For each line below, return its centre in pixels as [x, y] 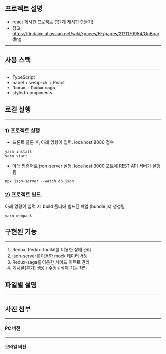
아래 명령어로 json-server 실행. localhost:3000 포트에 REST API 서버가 [82, 166]
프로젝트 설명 [24, 9]
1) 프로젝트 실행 [22, 131]
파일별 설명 [21, 285]
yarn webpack [19, 216]
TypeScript [23, 77]
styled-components [32, 92]
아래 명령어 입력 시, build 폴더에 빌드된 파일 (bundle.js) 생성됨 [65, 206]
